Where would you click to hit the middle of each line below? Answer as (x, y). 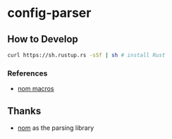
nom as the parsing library (56, 128)
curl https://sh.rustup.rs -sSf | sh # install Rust (86, 55)
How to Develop (43, 39)
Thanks (24, 111)
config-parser (49, 13)
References (27, 73)
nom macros (36, 89)
